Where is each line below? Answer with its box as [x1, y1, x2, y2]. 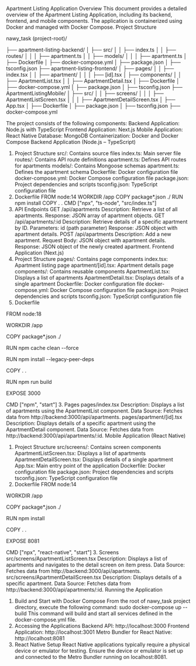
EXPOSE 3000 [6, 390, 41, 397]
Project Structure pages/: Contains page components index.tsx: [14, 256, 169, 262]
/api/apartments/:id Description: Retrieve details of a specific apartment [14, 218, 188, 225]
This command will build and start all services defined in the [27, 610, 173, 617]
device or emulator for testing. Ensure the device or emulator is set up [14, 647, 183, 654]
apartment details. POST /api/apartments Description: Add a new [14, 231, 171, 238]
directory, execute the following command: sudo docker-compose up [14, 604, 182, 610]
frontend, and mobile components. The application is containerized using [6, 18, 183, 24]
